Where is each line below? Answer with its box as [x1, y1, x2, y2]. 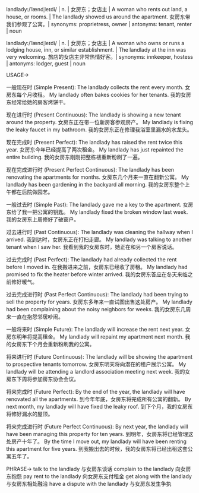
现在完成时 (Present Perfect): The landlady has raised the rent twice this [6, 139, 183, 146]
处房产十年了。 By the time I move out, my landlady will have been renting [6, 438, 187, 445]
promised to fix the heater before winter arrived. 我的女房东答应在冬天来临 [6, 271, 188, 278]
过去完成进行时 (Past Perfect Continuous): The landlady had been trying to [6, 291, 189, 298]
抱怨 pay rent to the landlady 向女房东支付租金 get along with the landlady [11, 473, 192, 480]
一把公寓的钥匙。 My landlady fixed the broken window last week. [26, 208, 188, 216]
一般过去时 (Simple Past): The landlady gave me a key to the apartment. [6, 201, 182, 208]
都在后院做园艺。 [11, 188, 53, 195]
